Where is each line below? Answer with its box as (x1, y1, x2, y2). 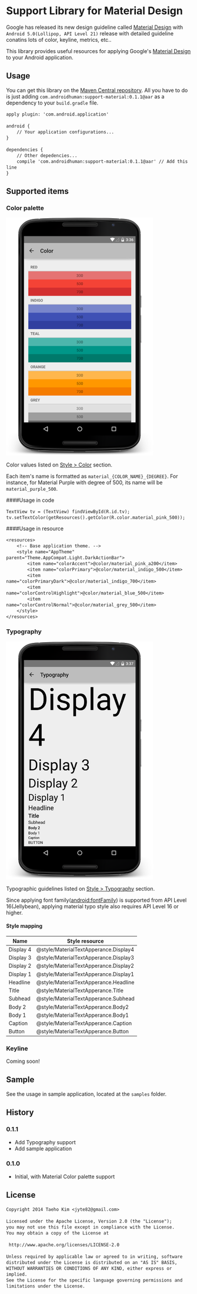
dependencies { (6, 146, 44, 153)
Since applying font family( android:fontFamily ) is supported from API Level (6, 896, 187, 904)
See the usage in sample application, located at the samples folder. (6, 1090, 167, 1098)
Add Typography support (14, 1138, 76, 1145)
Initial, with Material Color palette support (14, 1173, 115, 1180)
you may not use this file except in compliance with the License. (6, 1224, 175, 1230)
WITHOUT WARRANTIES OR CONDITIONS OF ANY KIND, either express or (6, 1265, 172, 1272)
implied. (6, 1271, 28, 1277)
